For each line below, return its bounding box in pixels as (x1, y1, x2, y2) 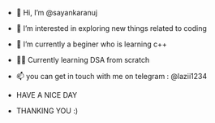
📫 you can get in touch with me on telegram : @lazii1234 (15, 72, 208, 81)
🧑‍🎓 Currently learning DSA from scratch (15, 55, 150, 64)
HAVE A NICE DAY (15, 90, 78, 99)
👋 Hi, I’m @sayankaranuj (15, 8, 98, 17)
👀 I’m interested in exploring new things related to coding (15, 24, 207, 33)
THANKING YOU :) (15, 106, 79, 116)
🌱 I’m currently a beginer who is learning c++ (15, 39, 168, 49)
